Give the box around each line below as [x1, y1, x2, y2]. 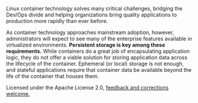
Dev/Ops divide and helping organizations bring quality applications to [6, 11, 177, 18]
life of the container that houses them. [6, 73, 99, 79]
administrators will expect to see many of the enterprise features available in [6, 35, 192, 42]
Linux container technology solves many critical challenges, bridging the [6, 5, 183, 12]
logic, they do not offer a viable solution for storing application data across [6, 54, 188, 61]
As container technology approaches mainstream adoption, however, [6, 29, 174, 36]
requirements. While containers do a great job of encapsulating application [6, 48, 190, 55]
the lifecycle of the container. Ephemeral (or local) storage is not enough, [6, 60, 184, 67]
